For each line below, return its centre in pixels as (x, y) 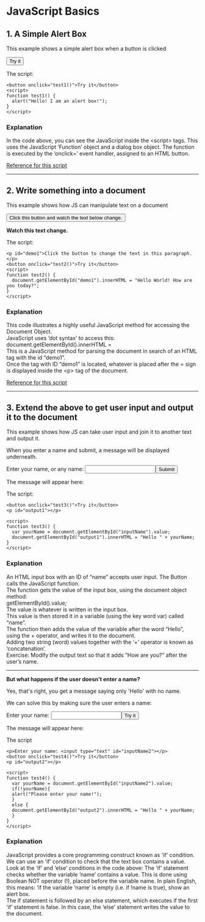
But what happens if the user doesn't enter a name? (73, 679)
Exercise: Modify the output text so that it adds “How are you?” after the (97, 655)
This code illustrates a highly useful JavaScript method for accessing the (98, 325)
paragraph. (178, 254)
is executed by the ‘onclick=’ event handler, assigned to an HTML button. (98, 154)
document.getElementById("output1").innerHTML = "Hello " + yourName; (103, 537)
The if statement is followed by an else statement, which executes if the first (102, 900)
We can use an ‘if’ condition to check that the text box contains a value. (96, 861)
